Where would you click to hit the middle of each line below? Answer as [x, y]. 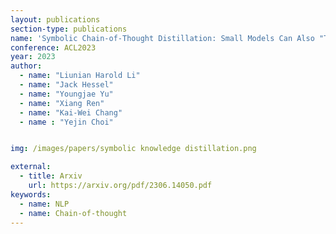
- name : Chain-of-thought [73, 213]
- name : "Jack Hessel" [66, 85]
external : [31, 167]
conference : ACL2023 [53, 47]
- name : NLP [44, 204]
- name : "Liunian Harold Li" [80, 76]
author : [26, 66]
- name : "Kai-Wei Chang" [71, 112]
